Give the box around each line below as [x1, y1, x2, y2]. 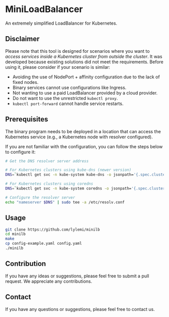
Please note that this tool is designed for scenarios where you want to [5, 48, 150, 54]
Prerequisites [5, 115, 48, 124]
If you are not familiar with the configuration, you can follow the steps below [5, 143, 163, 149]
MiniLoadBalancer [5, 4, 83, 15]
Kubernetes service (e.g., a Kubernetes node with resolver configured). [5, 134, 153, 140]
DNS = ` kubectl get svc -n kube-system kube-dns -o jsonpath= [5, 172, 134, 177]
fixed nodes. [12, 79, 39, 85]
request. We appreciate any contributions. [5, 278, 93, 284]
